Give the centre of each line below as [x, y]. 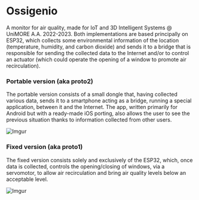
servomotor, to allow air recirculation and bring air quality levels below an [96, 172]
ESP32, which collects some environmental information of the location [93, 40]
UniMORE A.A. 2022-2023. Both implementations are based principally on [97, 34]
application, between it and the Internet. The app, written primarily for [92, 107]
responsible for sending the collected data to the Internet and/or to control [98, 53]
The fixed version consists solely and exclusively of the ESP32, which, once [99, 160]
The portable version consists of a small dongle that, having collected [92, 95]
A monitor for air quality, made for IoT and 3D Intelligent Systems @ [89, 28]
